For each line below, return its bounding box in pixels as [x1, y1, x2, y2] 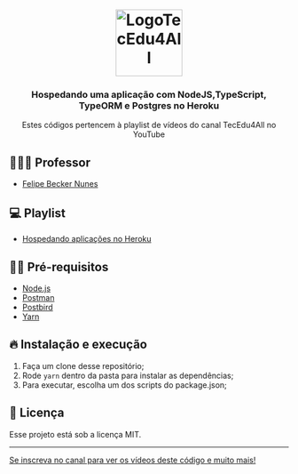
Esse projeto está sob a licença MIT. [9, 429, 142, 439]
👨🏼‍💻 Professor [9, 155, 91, 170]
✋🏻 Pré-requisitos [9, 259, 109, 275]
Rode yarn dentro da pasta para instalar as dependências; [21, 370, 234, 381]
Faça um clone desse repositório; [21, 360, 145, 371]
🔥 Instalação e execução [9, 337, 148, 352]
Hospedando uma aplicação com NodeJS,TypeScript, [30, 89, 268, 101]
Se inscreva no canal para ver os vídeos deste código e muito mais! [9, 454, 256, 465]
